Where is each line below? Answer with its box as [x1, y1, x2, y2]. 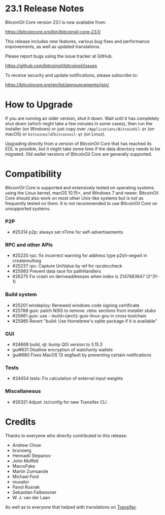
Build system [5, 291, 37, 298]
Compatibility [5, 169, 62, 180]
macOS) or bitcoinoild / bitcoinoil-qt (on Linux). [5, 131, 106, 137]
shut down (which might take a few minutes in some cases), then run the [5, 120, 153, 126]
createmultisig [12, 258, 42, 264]
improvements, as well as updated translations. [5, 43, 101, 49]
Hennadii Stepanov [12, 452, 51, 458]
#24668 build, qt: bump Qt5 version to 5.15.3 [12, 342, 103, 347]
